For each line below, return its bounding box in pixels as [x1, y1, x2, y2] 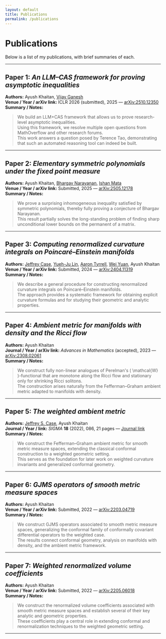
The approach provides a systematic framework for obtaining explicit [17, 291, 158, 297]
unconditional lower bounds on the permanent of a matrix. [17, 221, 136, 227]
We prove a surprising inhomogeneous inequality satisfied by [17, 200, 142, 206]
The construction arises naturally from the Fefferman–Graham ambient [17, 383, 161, 389]
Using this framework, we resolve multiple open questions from [17, 125, 147, 131]
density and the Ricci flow [5, 329, 87, 337]
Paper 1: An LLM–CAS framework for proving [5, 73, 146, 82]
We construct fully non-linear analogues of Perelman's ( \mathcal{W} [17, 367, 158, 373]
